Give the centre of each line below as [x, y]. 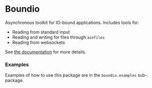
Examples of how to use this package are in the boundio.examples [71, 75]
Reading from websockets [38, 42]
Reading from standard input [41, 32]
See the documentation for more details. [46, 52]
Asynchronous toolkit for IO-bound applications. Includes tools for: [72, 22]
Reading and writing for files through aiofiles [58, 37]
